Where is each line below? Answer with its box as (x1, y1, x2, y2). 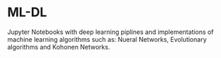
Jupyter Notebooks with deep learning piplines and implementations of (7, 28, 214, 36)
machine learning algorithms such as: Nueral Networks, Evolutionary (7, 35, 207, 43)
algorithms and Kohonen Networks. (7, 42, 111, 51)
